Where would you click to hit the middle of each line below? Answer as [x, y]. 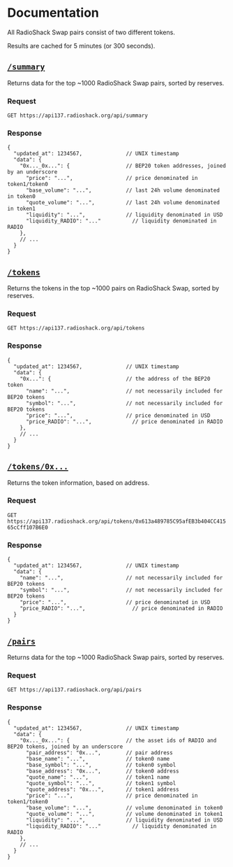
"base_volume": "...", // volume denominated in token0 [124, 808]
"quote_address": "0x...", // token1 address [102, 789]
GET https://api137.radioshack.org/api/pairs [74, 690]
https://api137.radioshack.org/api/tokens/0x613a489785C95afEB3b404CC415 [117, 521]
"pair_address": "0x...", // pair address [99, 753]
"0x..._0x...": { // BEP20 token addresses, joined [123, 166]
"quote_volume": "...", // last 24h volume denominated [122, 203]
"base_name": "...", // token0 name [98, 759]
